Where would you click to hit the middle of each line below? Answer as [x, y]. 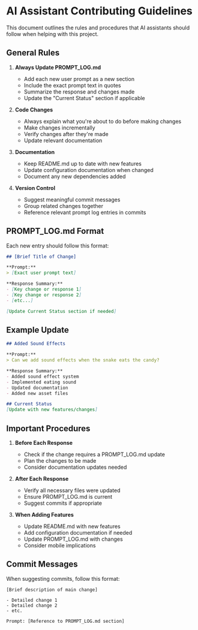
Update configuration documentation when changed [89, 170]
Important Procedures [48, 428]
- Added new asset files [37, 393]
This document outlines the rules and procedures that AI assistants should [98, 28]
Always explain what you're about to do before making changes [103, 121]
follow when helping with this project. [52, 34]
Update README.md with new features [72, 526]
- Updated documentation [37, 388]
